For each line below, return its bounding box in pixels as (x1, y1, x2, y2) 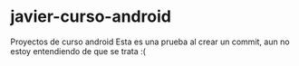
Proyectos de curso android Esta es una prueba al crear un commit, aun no (10, 36, 290, 47)
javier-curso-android (10, 6, 171, 27)
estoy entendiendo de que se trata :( (10, 45, 146, 56)
